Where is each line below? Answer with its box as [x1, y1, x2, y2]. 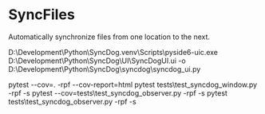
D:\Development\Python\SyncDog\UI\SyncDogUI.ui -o [8, 56, 186, 65]
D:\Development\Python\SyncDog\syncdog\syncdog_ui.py [8, 64, 201, 73]
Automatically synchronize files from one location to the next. [8, 32, 210, 41]
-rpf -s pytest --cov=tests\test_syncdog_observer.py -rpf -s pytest [8, 88, 227, 97]
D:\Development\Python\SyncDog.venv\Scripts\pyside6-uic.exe [8, 47, 218, 57]
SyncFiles [8, 6, 76, 24]
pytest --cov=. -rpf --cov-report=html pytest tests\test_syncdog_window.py [8, 80, 258, 89]
